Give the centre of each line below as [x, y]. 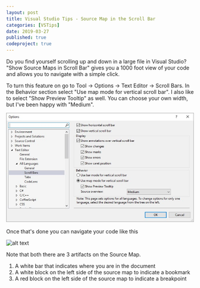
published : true [26, 38]
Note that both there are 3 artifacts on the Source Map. [74, 254]
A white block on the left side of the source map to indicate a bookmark [102, 272]
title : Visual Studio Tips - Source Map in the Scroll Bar [81, 19]
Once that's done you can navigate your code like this [72, 231]
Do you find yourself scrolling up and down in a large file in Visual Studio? [96, 61]
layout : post [22, 12]
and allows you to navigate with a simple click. [63, 74]
